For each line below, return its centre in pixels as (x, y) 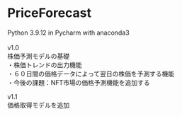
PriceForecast (50, 13)
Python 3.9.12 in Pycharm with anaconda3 (68, 33)
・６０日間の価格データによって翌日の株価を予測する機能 (91, 74)
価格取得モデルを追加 (38, 105)
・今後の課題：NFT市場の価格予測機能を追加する (79, 82)
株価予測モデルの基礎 (38, 56)
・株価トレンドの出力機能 (45, 64)
